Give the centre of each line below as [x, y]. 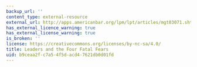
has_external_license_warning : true [51, 33]
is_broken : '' [23, 38]
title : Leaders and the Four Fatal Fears [57, 50]
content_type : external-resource [47, 17]
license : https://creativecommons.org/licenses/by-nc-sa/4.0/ [84, 44]
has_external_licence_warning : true [51, 28]
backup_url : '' [25, 11]
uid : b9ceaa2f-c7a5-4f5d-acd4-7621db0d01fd [60, 55]
